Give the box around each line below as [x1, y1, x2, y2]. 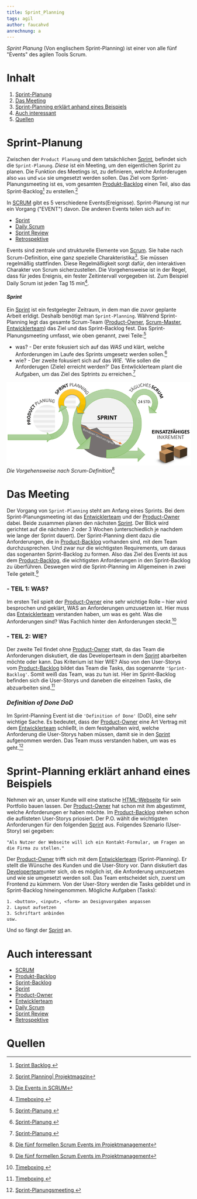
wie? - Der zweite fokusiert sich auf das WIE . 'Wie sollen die [15, 357, 160, 364]
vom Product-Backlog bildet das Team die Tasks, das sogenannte [6, 664, 165, 671]
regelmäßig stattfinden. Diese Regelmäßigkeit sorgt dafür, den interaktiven [6, 260, 186, 267]
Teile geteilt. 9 [6, 569, 39, 577]
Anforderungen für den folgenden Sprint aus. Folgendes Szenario [6, 821, 165, 828]
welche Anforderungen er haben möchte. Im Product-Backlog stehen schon [6, 809, 189, 816]
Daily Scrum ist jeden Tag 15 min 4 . [6, 279, 89, 287]
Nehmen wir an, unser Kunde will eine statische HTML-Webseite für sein [6, 797, 181, 804]
